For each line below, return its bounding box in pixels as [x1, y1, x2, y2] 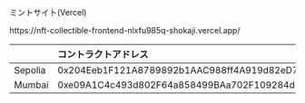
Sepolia [14, 64, 46, 76]
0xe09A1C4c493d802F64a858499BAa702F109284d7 [57, 79, 301, 91]
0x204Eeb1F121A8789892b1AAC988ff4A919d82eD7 [57, 64, 299, 76]
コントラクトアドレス [57, 48, 149, 61]
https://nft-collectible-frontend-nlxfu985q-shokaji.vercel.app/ [9, 25, 241, 35]
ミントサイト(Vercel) [9, 7, 87, 17]
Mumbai [14, 79, 49, 91]
